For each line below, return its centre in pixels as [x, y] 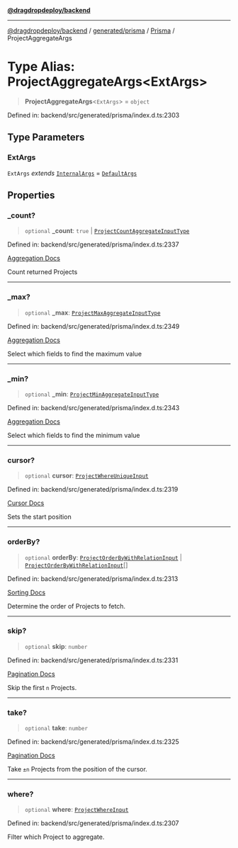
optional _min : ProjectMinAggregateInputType [92, 394]
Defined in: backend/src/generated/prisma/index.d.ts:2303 [93, 115]
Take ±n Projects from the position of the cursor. [77, 769]
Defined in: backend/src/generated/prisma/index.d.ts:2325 [93, 742]
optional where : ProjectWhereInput [76, 810]
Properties [31, 195]
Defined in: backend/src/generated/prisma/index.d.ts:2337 [93, 244]
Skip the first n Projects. [42, 687]
